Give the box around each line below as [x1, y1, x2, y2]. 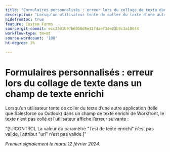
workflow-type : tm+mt [5, 31, 51, 36]
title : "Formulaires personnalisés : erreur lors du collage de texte [5, 7, 157, 13]
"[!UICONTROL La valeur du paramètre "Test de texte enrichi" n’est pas [5, 125, 154, 132]
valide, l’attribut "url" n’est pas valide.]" [5, 131, 87, 137]
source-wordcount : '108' [5, 36, 58, 41]
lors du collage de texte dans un [5, 77, 142, 89]
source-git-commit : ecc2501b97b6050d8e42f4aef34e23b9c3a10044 [5, 26, 139, 31]
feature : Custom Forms [5, 21, 53, 27]
